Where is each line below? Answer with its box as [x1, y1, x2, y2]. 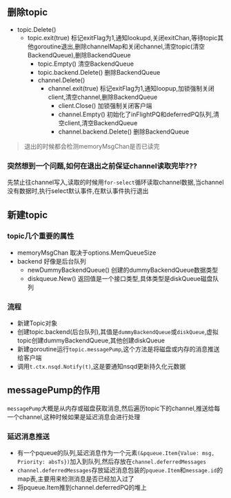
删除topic [7, 6, 48, 19]
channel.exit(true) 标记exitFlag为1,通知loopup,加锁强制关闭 [48, 84, 215, 92]
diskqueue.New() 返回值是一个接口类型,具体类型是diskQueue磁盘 [27, 274, 213, 282]
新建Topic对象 [17, 319, 58, 327]
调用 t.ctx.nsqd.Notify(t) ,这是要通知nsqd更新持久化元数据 [17, 362, 186, 371]
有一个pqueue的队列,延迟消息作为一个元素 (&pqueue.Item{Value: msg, [17, 449, 215, 457]
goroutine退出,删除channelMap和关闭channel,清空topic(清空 [33, 42, 205, 50]
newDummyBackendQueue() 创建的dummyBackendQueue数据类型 [27, 266, 219, 274]
